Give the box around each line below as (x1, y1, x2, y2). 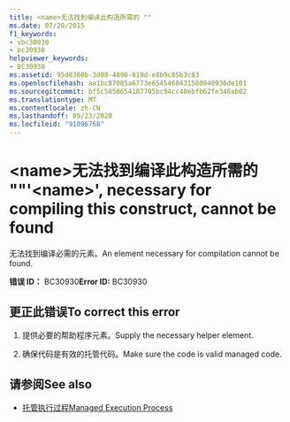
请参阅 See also (9, 377, 93, 392)
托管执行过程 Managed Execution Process (21, 402, 173, 412)
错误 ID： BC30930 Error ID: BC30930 (9, 276, 148, 287)
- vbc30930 (9, 37, 50, 47)
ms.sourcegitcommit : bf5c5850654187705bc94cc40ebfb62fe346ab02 (9, 87, 248, 96)
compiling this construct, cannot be (9, 199, 277, 219)
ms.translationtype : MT (9, 95, 97, 104)
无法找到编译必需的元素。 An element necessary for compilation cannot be (9, 248, 280, 258)
